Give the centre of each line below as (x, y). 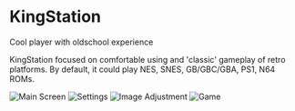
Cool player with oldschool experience (81, 42)
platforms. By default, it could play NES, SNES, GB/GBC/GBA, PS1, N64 (142, 69)
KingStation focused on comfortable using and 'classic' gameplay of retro (147, 59)
